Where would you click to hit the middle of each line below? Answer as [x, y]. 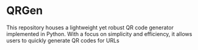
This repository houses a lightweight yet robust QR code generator [90, 27]
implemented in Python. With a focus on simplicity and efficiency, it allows [99, 34]
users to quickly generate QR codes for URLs [63, 40]
